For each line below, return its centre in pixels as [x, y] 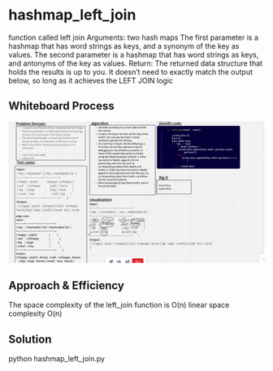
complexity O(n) [35, 313]
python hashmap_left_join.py [57, 359]
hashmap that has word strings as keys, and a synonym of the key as [124, 45]
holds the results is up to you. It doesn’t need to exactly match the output [131, 71]
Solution [30, 339]
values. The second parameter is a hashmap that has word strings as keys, [134, 54]
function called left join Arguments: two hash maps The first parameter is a [133, 37]
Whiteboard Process [62, 106]
